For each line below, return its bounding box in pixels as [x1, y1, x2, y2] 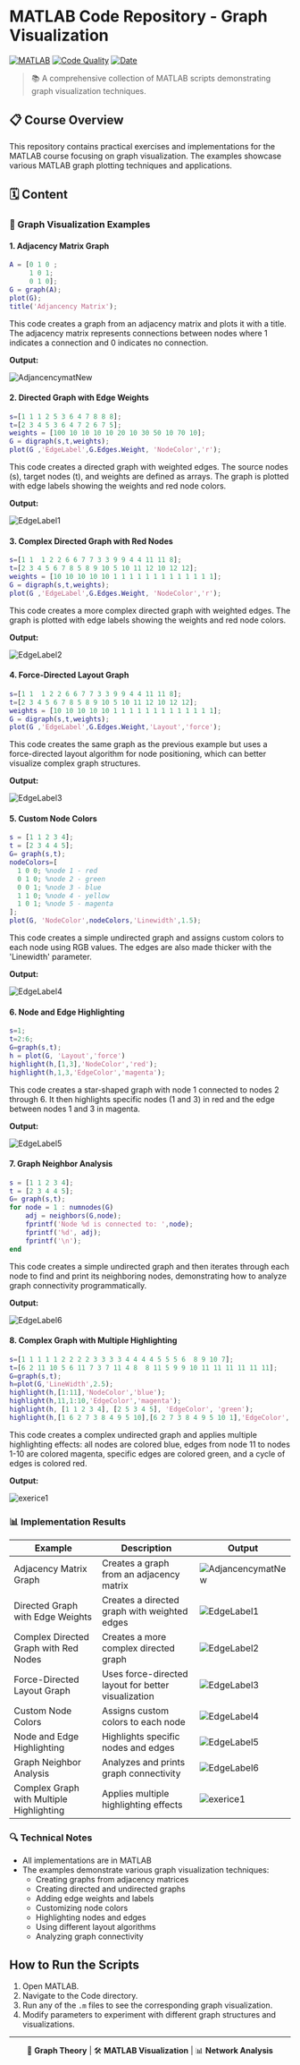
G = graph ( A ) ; [9, 285, 62, 294]
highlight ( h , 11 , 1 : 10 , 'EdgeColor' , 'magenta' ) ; [9, 1397, 181, 1406]
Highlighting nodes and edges [35, 1912, 146, 1923]
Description [121, 1542, 172, 1554]
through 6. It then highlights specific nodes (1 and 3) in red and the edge [9, 1093, 275, 1104]
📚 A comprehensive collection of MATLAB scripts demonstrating [30, 72, 271, 83]
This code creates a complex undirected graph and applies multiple [9, 1429, 257, 1440]
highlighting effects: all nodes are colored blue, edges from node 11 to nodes [9, 1439, 290, 1449]
